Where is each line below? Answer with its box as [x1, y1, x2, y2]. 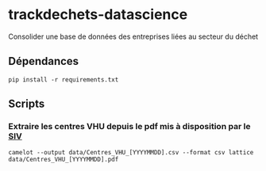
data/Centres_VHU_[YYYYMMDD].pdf [8, 156, 119, 164]
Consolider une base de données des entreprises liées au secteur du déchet [8, 32, 259, 41]
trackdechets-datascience [8, 6, 188, 24]
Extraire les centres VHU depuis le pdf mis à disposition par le [8, 121, 251, 132]
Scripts [8, 97, 45, 111]
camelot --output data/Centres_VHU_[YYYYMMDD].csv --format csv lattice [8, 149, 254, 157]
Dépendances [8, 55, 79, 68]
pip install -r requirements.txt [8, 75, 119, 84]
